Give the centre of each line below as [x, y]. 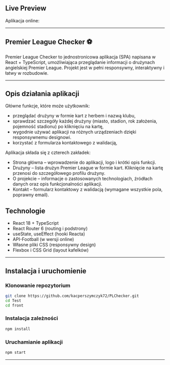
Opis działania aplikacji [42, 94]
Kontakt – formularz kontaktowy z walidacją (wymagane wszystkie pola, [88, 190]
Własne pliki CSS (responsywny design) [54, 245]
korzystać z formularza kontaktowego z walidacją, [65, 143]
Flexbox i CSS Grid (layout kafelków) [51, 250]
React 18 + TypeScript [36, 223]
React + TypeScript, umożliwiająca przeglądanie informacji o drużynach [80, 62]
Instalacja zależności [32, 318]
